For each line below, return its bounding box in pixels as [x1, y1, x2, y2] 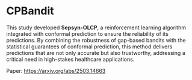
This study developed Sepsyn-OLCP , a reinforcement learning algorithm [6, 24, 187, 31]
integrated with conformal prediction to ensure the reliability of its [6, 30, 169, 37]
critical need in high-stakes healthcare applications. [6, 56, 135, 63]
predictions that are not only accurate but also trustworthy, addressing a [6, 49, 185, 56]
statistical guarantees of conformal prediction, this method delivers [6, 43, 173, 50]
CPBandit [6, 4, 54, 18]
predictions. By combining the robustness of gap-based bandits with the [6, 36, 186, 44]
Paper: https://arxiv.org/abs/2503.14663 [6, 67, 106, 74]
